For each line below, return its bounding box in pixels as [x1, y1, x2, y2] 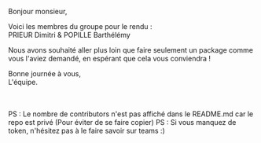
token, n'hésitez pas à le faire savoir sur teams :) [8, 126, 165, 135]
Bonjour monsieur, [8, 7, 68, 16]
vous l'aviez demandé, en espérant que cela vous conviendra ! [8, 54, 211, 63]
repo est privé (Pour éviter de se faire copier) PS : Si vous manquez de [8, 118, 237, 126]
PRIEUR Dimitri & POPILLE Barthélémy [8, 31, 131, 39]
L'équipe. [8, 78, 38, 86]
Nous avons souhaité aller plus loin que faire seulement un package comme [8, 46, 254, 54]
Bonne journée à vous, [8, 69, 81, 78]
